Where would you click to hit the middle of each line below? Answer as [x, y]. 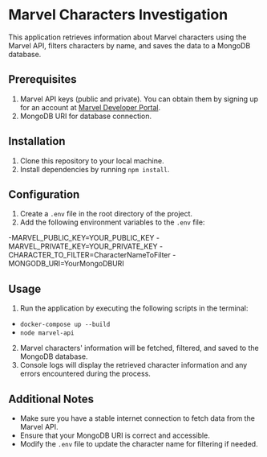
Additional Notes [51, 399]
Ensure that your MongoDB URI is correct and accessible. [115, 435]
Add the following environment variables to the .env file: [112, 222]
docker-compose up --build [65, 325]
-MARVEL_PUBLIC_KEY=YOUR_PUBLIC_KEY [81, 238]
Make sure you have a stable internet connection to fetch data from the [137, 418]
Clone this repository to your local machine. [92, 161]
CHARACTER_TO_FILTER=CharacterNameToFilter [89, 255]
